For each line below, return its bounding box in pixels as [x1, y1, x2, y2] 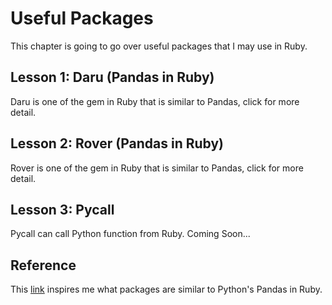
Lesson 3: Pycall [10, 201, 115, 218]
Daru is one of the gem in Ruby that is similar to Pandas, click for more [10, 95, 300, 107]
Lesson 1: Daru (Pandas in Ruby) [10, 69, 215, 86]
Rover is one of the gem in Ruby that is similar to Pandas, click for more [10, 162, 304, 174]
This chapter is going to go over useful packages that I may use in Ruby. [10, 40, 308, 52]
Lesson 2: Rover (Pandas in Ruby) [10, 135, 225, 152]
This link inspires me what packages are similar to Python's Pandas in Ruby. [10, 283, 323, 296]
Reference [10, 257, 77, 274]
